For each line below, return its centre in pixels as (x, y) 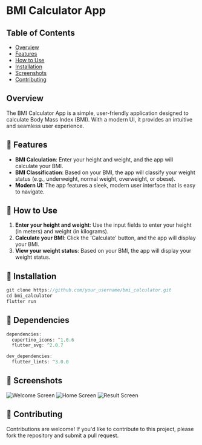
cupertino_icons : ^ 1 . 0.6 (43, 340)
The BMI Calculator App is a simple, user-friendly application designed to (97, 113)
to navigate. (30, 192)
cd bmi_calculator (29, 296)
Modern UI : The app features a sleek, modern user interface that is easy (105, 185)
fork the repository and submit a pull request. (63, 435)
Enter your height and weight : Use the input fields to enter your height (103, 225)
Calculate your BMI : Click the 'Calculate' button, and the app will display (106, 238)
